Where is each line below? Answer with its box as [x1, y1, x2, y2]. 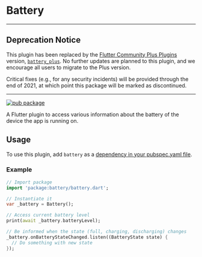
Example [6, 166, 32, 174]
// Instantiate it [6, 196, 52, 202]
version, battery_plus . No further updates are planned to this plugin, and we [6, 57, 195, 64]
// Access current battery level [6, 212, 90, 218]
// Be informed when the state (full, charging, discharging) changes [6, 229, 187, 235]
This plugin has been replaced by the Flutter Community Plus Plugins [6, 51, 177, 58]
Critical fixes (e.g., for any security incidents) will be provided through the [6, 75, 189, 82]
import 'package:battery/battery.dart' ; [6, 185, 109, 191]
